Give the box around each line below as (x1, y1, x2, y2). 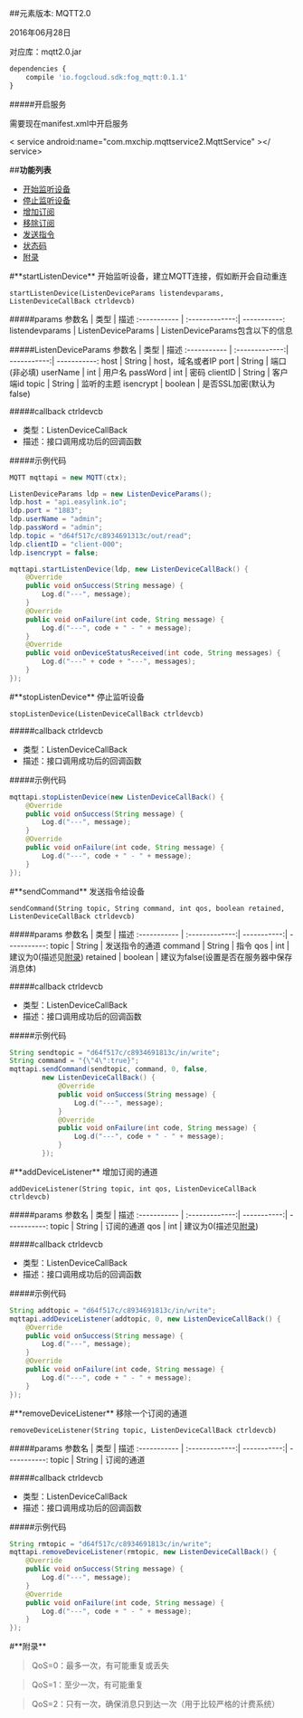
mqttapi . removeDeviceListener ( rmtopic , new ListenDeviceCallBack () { (9, 1548, 278, 1557)
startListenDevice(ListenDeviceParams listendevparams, (9, 289, 224, 298)
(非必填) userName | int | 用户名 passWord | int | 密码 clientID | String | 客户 (9, 366, 289, 377)
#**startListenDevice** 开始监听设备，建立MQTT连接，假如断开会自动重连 (9, 271, 288, 281)
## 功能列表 (9, 164, 52, 175)
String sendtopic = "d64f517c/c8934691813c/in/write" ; (9, 1048, 221, 1057)
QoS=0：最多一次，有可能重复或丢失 (31, 1660, 169, 1671)
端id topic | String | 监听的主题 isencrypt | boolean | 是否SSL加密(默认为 (9, 378, 276, 389)
